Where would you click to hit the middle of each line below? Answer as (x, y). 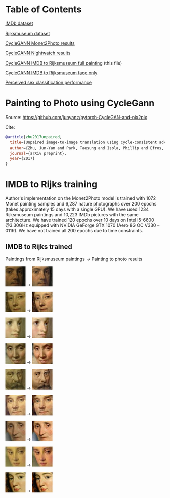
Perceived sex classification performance (49, 82)
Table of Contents (44, 9)
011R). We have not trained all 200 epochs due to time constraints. (74, 231)
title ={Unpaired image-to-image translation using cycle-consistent (83, 142)
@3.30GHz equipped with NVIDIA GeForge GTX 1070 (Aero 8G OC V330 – (82, 225)
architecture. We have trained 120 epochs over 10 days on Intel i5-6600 (80, 220)
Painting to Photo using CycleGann (80, 103)
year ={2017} (23, 159)
